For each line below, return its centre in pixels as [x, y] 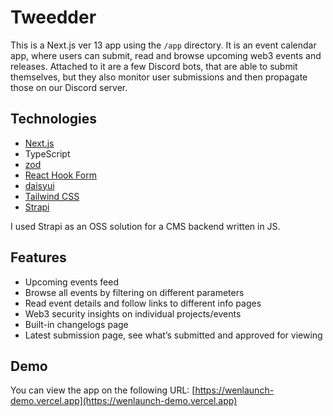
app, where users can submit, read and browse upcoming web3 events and [166, 55]
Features [38, 257]
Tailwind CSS [52, 196]
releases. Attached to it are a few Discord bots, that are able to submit [154, 66]
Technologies [54, 119]
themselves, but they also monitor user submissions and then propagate [159, 77]
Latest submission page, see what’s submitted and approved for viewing [173, 335]
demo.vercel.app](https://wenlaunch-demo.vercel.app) [124, 401]
